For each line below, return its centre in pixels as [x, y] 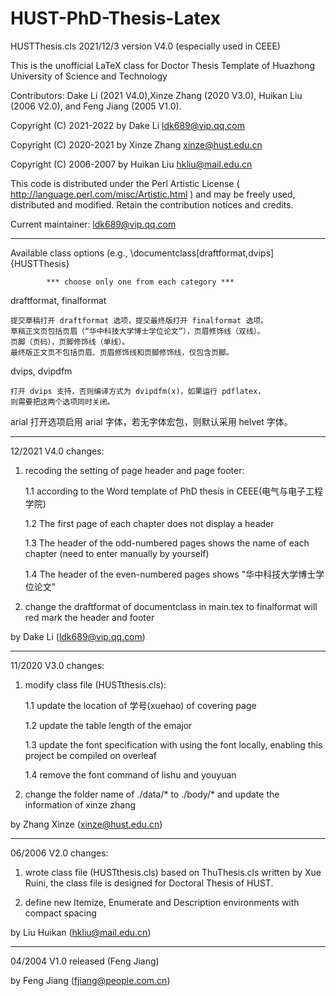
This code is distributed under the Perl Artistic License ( [125, 183]
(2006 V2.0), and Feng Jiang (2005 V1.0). [96, 106]
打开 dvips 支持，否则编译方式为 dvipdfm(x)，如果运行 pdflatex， [138, 391]
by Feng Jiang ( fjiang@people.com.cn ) [90, 980]
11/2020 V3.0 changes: [57, 665]
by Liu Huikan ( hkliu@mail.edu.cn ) [81, 932]
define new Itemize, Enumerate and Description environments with [162, 902]
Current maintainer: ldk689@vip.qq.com [93, 224]
